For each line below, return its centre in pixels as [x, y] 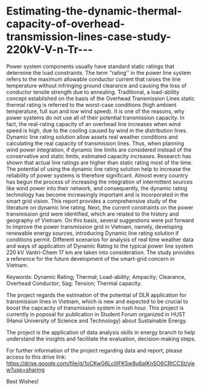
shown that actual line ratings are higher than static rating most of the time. [99, 162]
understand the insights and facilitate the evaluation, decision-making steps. [101, 339]
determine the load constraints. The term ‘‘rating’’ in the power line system [99, 72]
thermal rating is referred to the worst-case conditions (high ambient [91, 104]
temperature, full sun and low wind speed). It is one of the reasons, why [96, 111]
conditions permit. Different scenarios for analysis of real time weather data [100, 239]
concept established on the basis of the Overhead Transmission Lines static [100, 98]
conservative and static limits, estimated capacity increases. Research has [99, 156]
